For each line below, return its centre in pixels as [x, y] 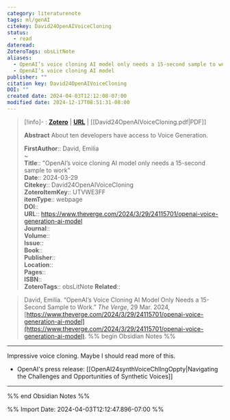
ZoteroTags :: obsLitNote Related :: [72, 286]
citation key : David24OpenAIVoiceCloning [67, 83]
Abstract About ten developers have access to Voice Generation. [116, 135]
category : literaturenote [44, 13]
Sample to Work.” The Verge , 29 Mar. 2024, [109, 307]
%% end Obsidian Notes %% [49, 396]
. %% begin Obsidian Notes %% [130, 336]
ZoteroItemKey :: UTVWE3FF [65, 192]
